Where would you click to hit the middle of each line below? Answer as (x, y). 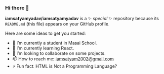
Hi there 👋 (17, 8)
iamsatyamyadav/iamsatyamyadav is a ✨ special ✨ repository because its (82, 19)
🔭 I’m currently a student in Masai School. (55, 43)
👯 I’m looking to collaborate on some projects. (59, 53)
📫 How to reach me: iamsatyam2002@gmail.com (63, 59)
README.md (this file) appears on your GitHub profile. (57, 24)
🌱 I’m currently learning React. (43, 48)
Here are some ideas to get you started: (46, 33)
